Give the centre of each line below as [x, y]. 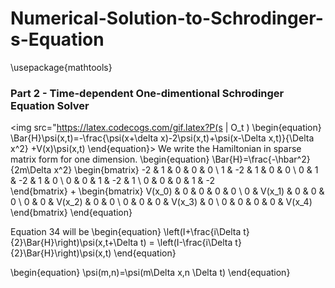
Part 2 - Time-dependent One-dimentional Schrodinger [147, 93]
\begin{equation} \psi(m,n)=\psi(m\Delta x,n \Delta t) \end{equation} [150, 273]
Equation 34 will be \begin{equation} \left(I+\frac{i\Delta [126, 232]
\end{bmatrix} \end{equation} [71, 213]
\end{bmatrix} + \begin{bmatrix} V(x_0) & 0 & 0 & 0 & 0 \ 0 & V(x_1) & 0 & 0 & [167, 191]
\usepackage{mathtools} [61, 67]
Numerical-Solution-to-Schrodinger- [167, 18]
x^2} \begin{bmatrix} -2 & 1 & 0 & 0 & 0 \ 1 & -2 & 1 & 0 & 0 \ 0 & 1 [186, 170]
